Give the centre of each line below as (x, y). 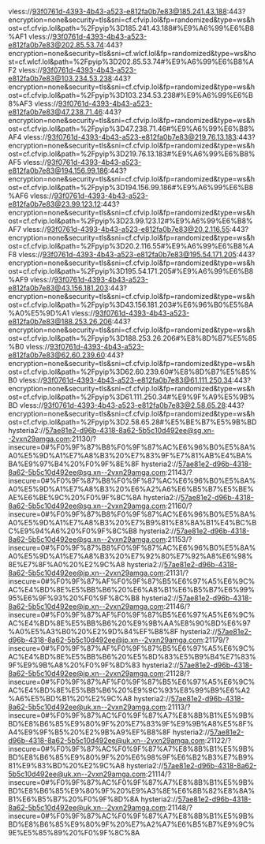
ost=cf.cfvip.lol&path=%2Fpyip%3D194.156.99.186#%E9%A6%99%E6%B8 (131, 187)
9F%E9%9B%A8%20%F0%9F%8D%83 (74, 665)
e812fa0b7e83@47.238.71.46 (56, 112)
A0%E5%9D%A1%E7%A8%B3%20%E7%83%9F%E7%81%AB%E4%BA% (131, 456)
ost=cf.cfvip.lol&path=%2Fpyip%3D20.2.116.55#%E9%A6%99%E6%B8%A (131, 246)
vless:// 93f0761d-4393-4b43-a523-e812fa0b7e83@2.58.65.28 (123, 405)
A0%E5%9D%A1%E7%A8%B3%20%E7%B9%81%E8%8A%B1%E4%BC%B (132, 523)
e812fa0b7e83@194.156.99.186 (58, 170)
